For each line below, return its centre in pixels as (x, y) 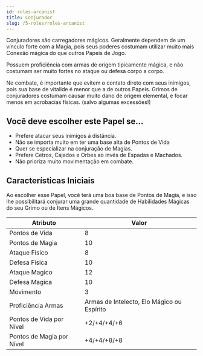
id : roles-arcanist (31, 12)
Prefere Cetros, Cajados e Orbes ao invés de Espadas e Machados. (99, 155)
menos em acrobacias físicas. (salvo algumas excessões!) (79, 102)
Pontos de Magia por (39, 336)
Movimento (25, 292)
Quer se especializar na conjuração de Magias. (74, 149)
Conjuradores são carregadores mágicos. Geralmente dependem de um (96, 40)
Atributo (44, 223)
